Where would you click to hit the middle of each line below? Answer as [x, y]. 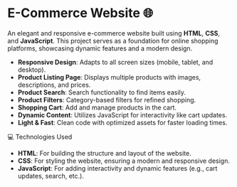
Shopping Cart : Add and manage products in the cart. [97, 107]
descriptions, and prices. [54, 85]
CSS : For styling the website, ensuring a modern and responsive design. [123, 161]
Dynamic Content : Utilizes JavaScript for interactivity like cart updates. [122, 114]
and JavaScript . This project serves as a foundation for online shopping [113, 41]
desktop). [32, 70]
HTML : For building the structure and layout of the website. [105, 153]
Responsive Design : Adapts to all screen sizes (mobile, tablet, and [115, 62]
